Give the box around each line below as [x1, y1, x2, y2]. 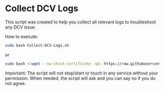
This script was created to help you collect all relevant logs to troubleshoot [5, 19, 156, 25]
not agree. [5, 80, 26, 86]
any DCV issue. [5, 24, 36, 30]
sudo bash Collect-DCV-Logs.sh [5, 43, 69, 48]
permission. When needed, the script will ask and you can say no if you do [5, 75, 156, 81]
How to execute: [5, 34, 38, 39]
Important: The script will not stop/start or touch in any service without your [5, 70, 159, 76]
